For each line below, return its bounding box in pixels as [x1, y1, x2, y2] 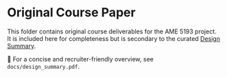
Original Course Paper [7, 5, 136, 20]
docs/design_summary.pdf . [7, 62, 80, 70]
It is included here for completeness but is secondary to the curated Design [7, 34, 221, 42]
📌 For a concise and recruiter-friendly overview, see [7, 55, 154, 63]
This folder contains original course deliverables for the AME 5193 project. [7, 27, 217, 35]
